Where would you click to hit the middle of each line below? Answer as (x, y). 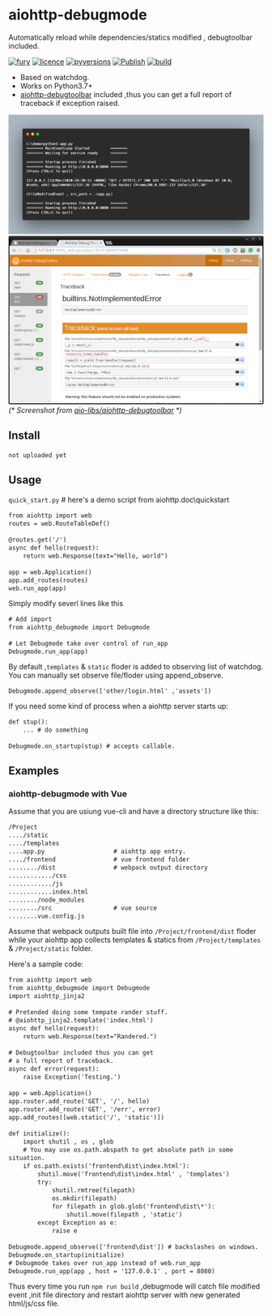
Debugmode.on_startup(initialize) (67, 1255)
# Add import (30, 619)
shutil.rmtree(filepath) (93, 1191)
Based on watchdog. (55, 77)
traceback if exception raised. (70, 103)
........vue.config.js (47, 916)
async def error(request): (54, 1069)
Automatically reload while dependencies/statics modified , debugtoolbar (131, 37)
